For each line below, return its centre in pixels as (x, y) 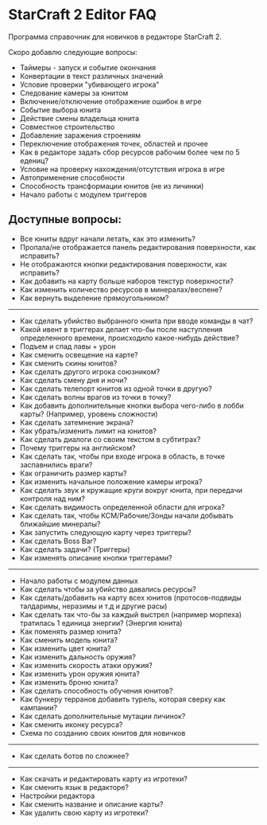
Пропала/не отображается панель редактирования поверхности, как (138, 247)
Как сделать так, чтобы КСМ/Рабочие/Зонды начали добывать (126, 515)
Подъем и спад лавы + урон (68, 346)
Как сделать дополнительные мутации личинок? (103, 716)
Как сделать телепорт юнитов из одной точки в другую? (116, 389)
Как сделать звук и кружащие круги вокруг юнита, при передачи (131, 490)
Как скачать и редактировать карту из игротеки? (104, 779)
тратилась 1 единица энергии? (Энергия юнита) (101, 623)
